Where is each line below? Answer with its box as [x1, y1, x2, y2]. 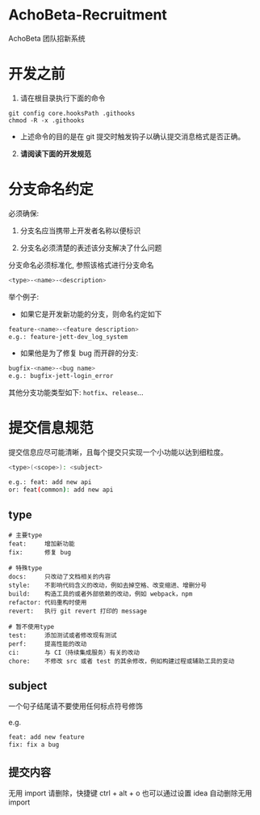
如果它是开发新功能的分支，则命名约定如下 [19, 309, 162, 319]
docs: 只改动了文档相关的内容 [8, 572, 111, 580]
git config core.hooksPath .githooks [8, 109, 136, 117]
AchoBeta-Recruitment [8, 6, 168, 24]
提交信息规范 [8, 419, 94, 438]
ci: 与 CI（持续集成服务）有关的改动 [8, 648, 140, 656]
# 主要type [8, 531, 43, 539]
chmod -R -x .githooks [8, 116, 85, 125]
